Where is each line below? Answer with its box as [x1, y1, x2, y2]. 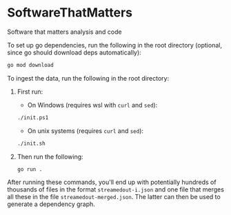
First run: [17, 88, 43, 96]
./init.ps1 [17, 114, 49, 121]
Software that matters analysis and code [7, 28, 122, 36]
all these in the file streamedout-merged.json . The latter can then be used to [7, 193, 221, 201]
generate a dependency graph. [7, 200, 95, 208]
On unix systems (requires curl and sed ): [27, 126, 143, 135]
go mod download [7, 61, 54, 68]
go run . [17, 165, 43, 173]
